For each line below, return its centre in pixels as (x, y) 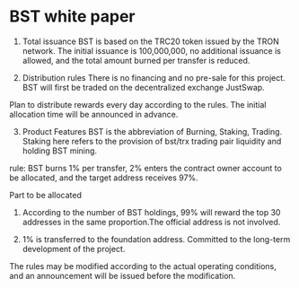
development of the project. (74, 249)
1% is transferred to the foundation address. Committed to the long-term (156, 239)
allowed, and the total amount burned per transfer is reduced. (136, 60)
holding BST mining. (59, 151)
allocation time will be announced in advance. (94, 114)
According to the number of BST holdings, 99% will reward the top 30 (151, 212)
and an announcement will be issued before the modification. (123, 275)
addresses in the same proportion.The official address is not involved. (151, 222)
